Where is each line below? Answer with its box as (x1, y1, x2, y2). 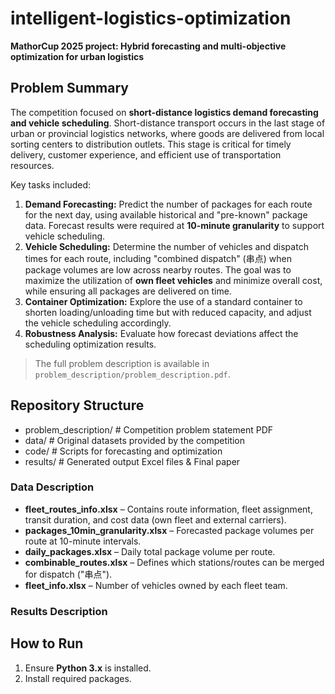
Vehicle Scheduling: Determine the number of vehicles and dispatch (24, 240, 309, 252)
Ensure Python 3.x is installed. (24, 662, 152, 674)
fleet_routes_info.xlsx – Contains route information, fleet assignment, (24, 503, 313, 515)
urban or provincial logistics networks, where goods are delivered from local (10, 127, 325, 139)
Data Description (10, 480, 95, 494)
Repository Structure (10, 397, 145, 414)
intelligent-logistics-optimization (10, 7, 292, 30)
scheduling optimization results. (24, 338, 157, 350)
